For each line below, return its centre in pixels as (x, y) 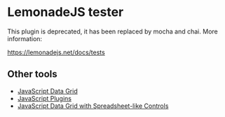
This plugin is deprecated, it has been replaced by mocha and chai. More (113, 31)
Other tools (32, 74)
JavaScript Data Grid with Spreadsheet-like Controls (93, 106)
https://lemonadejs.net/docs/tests (56, 52)
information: (25, 38)
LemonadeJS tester (66, 12)
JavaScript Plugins (45, 98)
